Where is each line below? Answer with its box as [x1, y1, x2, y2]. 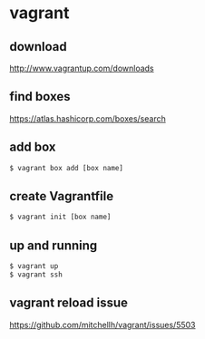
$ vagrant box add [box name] [9, 163, 124, 172]
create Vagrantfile [9, 189, 114, 204]
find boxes [9, 89, 71, 104]
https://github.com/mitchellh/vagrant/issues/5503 [9, 319, 196, 330]
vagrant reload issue [9, 295, 129, 311]
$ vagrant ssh [9, 270, 63, 279]
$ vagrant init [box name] [9, 212, 112, 222]
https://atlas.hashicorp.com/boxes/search [9, 112, 166, 124]
